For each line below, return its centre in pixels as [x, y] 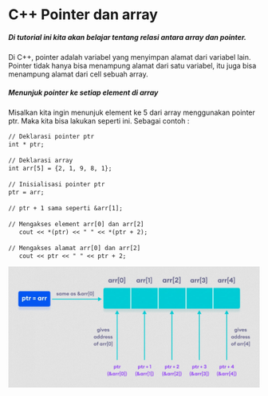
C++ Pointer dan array [83, 15]
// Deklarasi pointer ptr [51, 137]
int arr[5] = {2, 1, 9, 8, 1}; [60, 169]
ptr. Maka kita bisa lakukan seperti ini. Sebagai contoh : [99, 121]
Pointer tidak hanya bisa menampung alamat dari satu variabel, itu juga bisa [132, 66]
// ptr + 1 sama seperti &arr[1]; [66, 209]
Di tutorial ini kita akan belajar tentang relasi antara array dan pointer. [128, 37]
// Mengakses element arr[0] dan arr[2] [77, 225]
